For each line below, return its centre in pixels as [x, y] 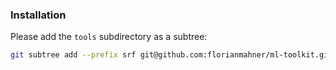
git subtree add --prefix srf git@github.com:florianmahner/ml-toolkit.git [171, 55]
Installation [38, 15]
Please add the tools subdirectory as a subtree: [109, 37]
